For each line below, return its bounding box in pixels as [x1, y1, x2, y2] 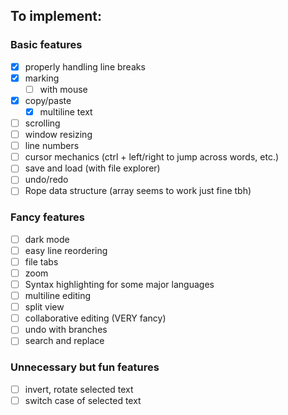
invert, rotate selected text [24, 383, 134, 395]
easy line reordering [24, 244, 108, 256]
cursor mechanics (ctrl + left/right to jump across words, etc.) [24, 151, 280, 163]
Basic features [10, 38, 83, 52]
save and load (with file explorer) [24, 162, 161, 174]
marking [24, 72, 60, 84]
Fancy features [10, 210, 85, 224]
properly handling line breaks [24, 60, 146, 73]
